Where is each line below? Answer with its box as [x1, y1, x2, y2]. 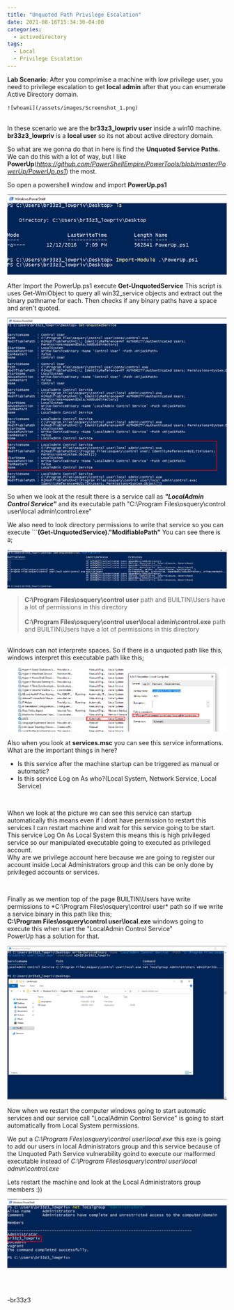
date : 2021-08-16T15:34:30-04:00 [7, 18, 104, 26]
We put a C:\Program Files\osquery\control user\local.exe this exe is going [7, 1134, 221, 1143]
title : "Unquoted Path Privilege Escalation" [7, 11, 141, 18]
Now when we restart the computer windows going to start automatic [7, 1106, 207, 1114]
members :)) [7, 1185, 43, 1194]
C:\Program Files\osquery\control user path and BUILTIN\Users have [24, 595, 226, 604]
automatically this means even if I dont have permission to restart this [7, 816, 207, 825]
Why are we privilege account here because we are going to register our [7, 853, 215, 861]
